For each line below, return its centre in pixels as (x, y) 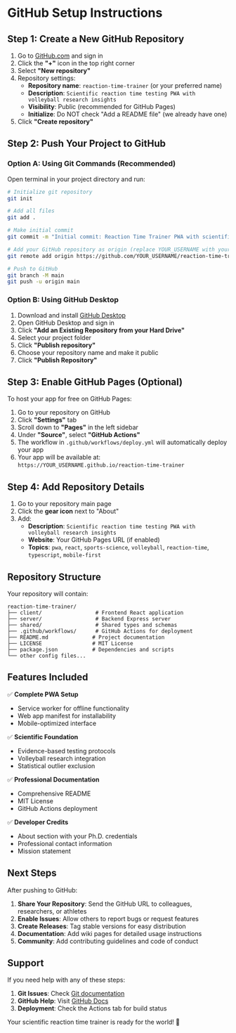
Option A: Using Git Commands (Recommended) (92, 164)
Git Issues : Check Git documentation (71, 994)
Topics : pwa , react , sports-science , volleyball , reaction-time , (118, 547)
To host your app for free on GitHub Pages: (70, 399)
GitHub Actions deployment (57, 808)
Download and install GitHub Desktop (72, 315)
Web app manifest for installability (67, 715)
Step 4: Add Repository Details (76, 487)
